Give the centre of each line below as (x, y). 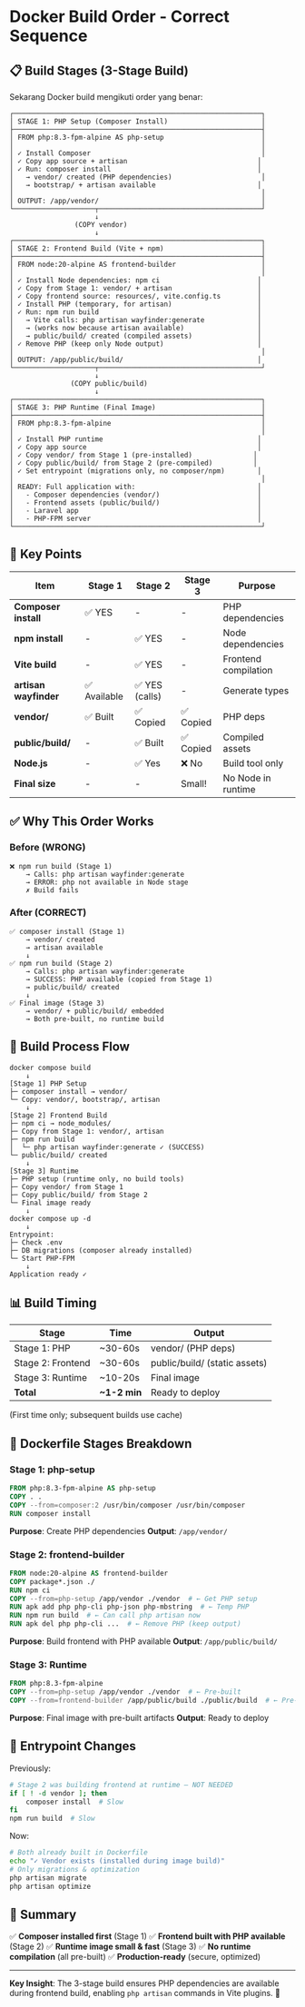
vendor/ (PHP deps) (193, 1348)
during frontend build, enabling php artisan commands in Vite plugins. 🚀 (145, 1993)
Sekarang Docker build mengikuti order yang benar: (106, 97)
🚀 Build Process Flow (69, 1047)
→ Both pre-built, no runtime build (95, 1018)
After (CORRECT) (48, 912)
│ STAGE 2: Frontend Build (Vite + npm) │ (138, 249)
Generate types (256, 690)
